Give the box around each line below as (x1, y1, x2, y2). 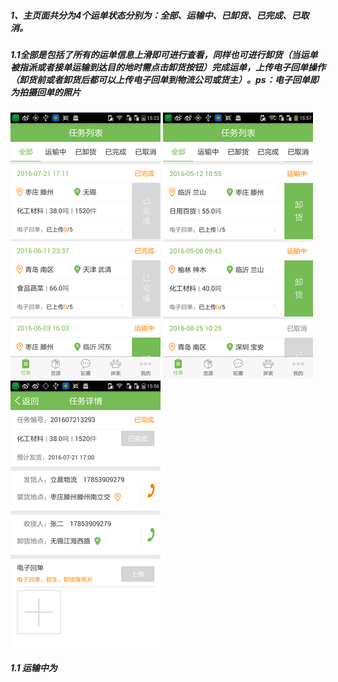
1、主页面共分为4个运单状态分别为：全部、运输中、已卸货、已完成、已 (10, 9, 301, 21)
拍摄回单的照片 (18, 86, 81, 98)
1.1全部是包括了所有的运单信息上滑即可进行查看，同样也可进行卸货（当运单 (10, 48, 318, 60)
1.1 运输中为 (10, 661, 58, 674)
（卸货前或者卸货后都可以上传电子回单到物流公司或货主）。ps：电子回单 (10, 73, 310, 85)
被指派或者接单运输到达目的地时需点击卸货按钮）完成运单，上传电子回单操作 (10, 61, 326, 73)
